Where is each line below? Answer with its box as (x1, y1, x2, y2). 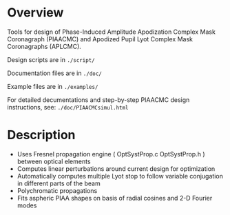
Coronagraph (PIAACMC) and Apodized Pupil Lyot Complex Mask (7, 34, 193, 43)
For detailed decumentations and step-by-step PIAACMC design (7, 95, 190, 104)
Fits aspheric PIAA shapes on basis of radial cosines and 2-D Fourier (17, 194, 213, 202)
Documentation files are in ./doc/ (7, 69, 102, 77)
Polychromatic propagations (17, 186, 98, 194)
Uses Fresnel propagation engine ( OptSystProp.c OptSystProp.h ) (17, 150, 205, 158)
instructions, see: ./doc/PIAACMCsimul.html (7, 103, 129, 111)
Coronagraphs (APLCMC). (7, 42, 81, 50)
